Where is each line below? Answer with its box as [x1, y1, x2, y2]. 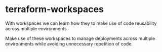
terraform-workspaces [5, 4, 104, 15]
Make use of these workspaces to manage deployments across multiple [5, 35, 155, 41]
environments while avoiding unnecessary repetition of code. [5, 40, 133, 46]
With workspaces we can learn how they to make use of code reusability [5, 20, 157, 26]
